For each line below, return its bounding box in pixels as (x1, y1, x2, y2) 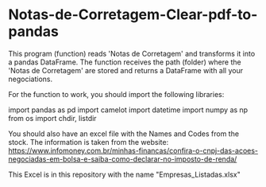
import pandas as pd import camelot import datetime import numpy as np (8, 105, 249, 115)
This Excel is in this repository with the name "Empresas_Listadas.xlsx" (8, 169, 241, 179)
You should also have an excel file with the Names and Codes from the (8, 129, 240, 138)
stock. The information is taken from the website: (8, 137, 169, 146)
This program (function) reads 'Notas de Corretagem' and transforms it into (8, 49, 256, 58)
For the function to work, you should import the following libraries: (8, 89, 225, 99)
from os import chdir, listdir (8, 113, 97, 123)
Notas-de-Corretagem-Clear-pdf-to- (8, 6, 258, 24)
